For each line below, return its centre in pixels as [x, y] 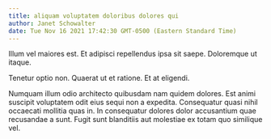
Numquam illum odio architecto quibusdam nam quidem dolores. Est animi [132, 94]
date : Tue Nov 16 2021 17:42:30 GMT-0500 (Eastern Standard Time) [123, 31]
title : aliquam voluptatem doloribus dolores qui [94, 16]
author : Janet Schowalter [52, 23]
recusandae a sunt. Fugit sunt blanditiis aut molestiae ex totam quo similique [135, 120]
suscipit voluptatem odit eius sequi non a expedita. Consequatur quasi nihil [133, 103]
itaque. [20, 62]
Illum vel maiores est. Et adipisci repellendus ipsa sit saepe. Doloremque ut [133, 54]
